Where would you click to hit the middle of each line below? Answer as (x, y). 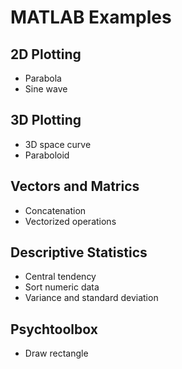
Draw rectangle (56, 353)
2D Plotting (46, 54)
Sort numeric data (62, 287)
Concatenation (55, 210)
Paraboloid (47, 155)
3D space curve (58, 144)
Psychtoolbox (54, 329)
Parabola (43, 78)
